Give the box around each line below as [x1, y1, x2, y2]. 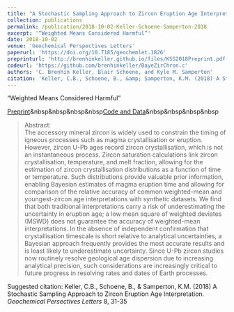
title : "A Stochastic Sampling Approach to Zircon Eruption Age [7, 10, 198, 17]
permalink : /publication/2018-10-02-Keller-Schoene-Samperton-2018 [7, 23, 208, 30]
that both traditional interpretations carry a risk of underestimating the [24, 203, 225, 211]
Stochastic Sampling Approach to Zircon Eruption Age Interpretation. [7, 290, 205, 298]
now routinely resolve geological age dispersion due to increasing [24, 254, 214, 263]
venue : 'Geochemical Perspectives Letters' [7, 42, 136, 49]
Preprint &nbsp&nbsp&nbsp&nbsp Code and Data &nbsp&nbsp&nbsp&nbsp [7, 107, 219, 116]
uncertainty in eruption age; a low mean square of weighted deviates [24, 210, 222, 218]
